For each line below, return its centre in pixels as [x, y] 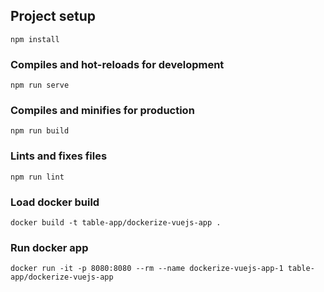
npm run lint [37, 177]
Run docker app [49, 247]
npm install [35, 39]
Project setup [53, 16]
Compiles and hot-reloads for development [117, 64]
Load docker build [55, 202]
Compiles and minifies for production [102, 111]
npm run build [40, 131]
